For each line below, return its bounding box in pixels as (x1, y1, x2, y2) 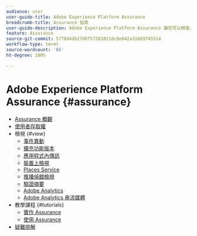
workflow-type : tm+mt (6, 42, 59, 48)
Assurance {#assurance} (6, 95, 131, 109)
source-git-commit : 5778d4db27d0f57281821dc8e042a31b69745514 (6, 36, 161, 42)
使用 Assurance (23, 215, 62, 223)
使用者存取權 (14, 123, 46, 130)
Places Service (23, 166, 60, 173)
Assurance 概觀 (14, 115, 53, 122)
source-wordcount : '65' (6, 47, 64, 53)
